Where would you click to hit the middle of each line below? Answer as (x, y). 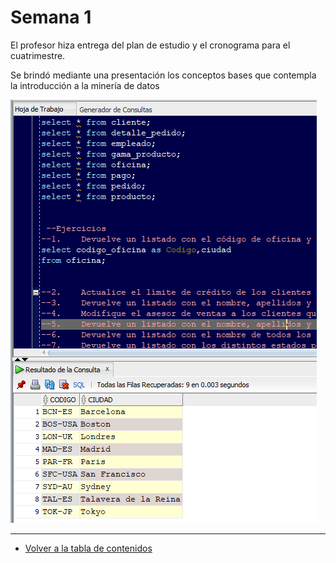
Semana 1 (51, 17)
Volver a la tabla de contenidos (88, 548)
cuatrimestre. (38, 55)
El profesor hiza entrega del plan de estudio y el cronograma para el (150, 45)
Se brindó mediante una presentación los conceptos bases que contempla (163, 75)
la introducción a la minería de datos (85, 85)
